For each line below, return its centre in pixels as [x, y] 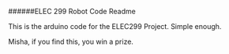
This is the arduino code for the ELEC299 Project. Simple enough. [115, 26]
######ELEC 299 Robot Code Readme [72, 11]
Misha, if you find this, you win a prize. [71, 41]
